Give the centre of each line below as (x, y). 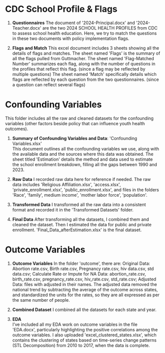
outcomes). (17, 129)
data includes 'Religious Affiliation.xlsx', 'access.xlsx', (66, 184)
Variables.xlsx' (27, 143)
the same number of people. (41, 300)
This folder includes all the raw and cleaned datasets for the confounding (79, 118)
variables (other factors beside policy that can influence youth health (75, 123)
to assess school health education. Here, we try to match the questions (84, 33)
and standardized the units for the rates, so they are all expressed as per (86, 295)
